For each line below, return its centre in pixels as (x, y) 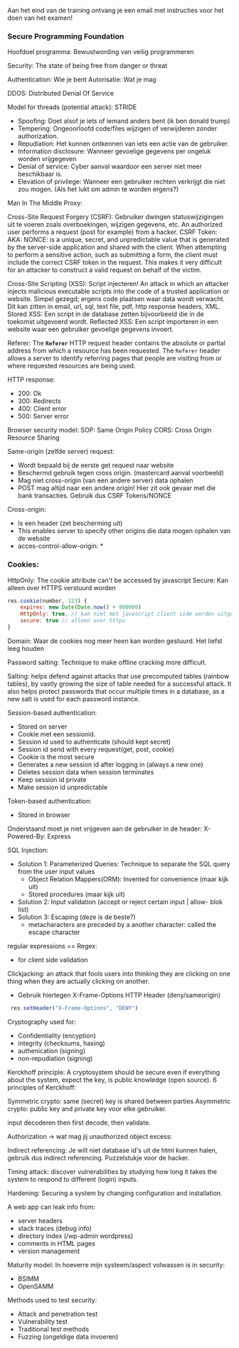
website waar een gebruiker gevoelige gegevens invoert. (91, 329)
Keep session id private (52, 779)
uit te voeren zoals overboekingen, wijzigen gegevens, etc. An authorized (115, 225)
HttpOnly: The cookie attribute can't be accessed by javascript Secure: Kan (118, 580)
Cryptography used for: (42, 1022)
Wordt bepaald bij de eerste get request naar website (96, 465)
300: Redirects (39, 401)
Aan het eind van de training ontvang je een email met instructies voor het (116, 10)
